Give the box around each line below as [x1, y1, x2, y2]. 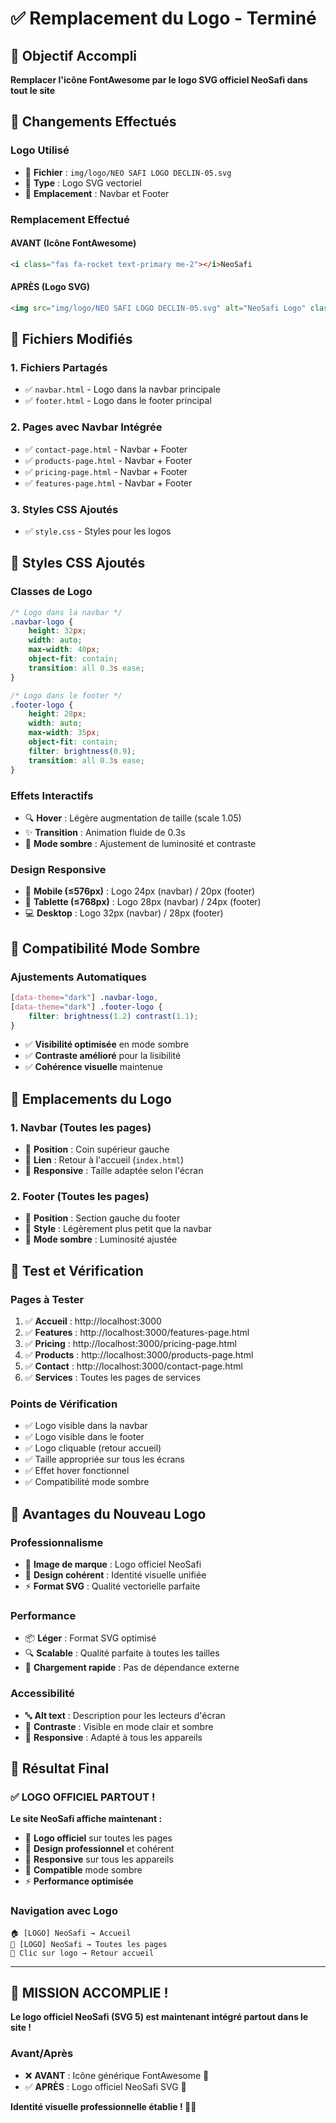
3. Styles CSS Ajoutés [10, 502, 119, 516]
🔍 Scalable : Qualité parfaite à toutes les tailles [24, 1647, 220, 1659]
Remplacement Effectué [10, 212, 130, 226]
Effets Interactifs [10, 788, 94, 802]
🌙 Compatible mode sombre [24, 1864, 143, 1876]
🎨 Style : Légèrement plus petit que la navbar [24, 1223, 212, 1235]
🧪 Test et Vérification [10, 1262, 144, 1279]
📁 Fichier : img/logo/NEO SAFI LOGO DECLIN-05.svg [24, 166, 232, 178]
